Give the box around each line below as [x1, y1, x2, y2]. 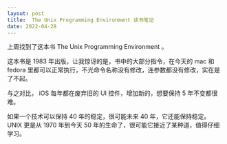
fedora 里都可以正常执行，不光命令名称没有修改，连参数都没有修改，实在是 [7, 66, 220, 74]
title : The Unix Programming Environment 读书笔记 [7, 17, 155, 23]
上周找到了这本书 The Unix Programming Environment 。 [7, 43, 168, 51]
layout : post [7, 10, 45, 17]
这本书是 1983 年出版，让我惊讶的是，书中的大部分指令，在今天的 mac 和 [7, 57, 215, 65]
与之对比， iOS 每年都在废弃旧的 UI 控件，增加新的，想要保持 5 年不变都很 [7, 89, 218, 97]
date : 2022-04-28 [7, 23, 57, 30]
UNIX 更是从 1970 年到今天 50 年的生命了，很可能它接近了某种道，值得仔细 [7, 121, 220, 130]
